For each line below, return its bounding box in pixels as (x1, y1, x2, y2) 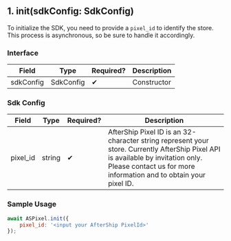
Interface (7, 48, 39, 58)
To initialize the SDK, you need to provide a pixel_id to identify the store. (7, 23, 214, 32)
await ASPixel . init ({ (7, 215, 69, 222)
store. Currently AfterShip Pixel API (107, 144, 221, 154)
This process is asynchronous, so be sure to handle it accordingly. (7, 31, 195, 39)
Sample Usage (7, 199, 57, 209)
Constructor (132, 78, 172, 87)
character (107, 136, 140, 146)
